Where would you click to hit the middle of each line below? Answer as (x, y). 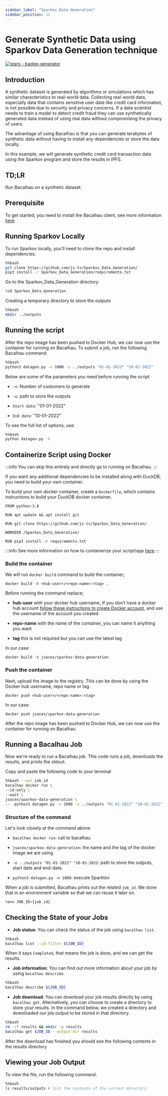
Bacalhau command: (26, 353)
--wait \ (14, 795)
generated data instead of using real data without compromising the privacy (83, 119)
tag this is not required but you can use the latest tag (67, 638)
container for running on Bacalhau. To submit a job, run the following (76, 348)
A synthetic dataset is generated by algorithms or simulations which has (79, 92)
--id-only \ (18, 790)
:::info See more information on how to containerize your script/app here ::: (82, 551)
